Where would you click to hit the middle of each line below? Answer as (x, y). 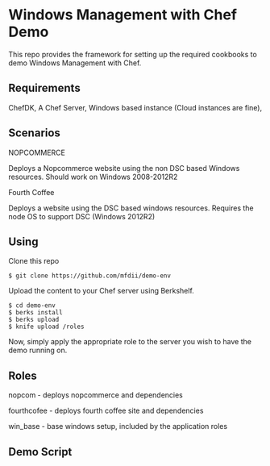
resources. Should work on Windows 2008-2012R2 (93, 177)
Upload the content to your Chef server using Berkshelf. (102, 291)
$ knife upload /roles (46, 327)
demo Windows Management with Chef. (75, 63)
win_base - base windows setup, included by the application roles (118, 426)
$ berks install (35, 313)
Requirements (44, 88)
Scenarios (34, 133)
